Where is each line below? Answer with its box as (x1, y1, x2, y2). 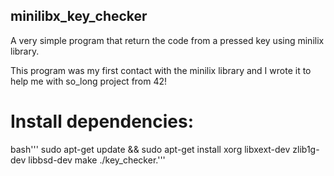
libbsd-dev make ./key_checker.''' (28, 154, 166, 166)
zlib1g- (292, 143, 320, 155)
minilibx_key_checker (10, 8, 148, 25)
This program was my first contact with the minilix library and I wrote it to (10, 64, 312, 76)
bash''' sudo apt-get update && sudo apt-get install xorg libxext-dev (10, 143, 291, 155)
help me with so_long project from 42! (10, 75, 168, 87)
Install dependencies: (10, 110, 195, 133)
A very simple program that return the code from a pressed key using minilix (10, 34, 325, 46)
